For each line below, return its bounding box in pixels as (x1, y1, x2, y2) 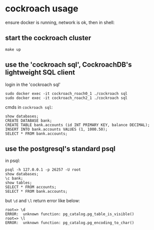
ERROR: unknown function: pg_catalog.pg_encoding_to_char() (5, 221, 135, 226)
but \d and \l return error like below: (5, 198, 80, 204)
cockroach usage (5, 3, 78, 14)
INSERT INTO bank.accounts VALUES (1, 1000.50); (5, 127, 108, 132)
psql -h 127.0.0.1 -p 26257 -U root (5, 167, 81, 172)
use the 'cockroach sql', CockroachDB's (5, 61, 132, 69)
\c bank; (5, 176, 23, 181)
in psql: (5, 157, 20, 164)
